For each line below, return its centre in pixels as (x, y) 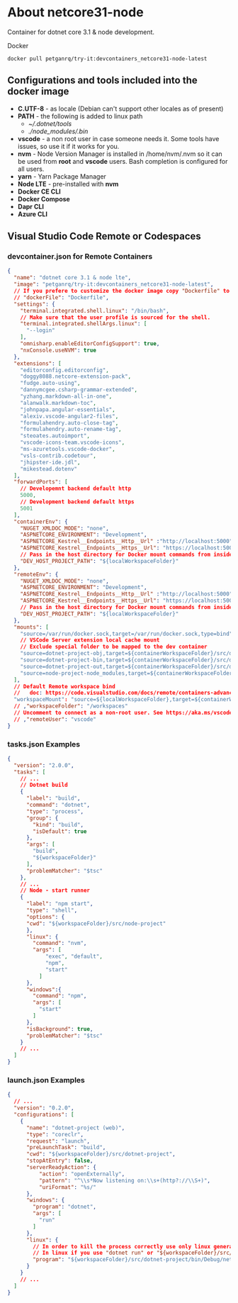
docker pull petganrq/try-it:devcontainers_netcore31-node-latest (107, 58)
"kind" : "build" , (58, 824)
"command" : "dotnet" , (58, 805)
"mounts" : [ (32, 627)
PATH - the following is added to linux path (80, 116)
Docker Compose (44, 198)
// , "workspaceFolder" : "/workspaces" (71, 706)
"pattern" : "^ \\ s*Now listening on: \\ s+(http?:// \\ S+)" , (125, 1180)
